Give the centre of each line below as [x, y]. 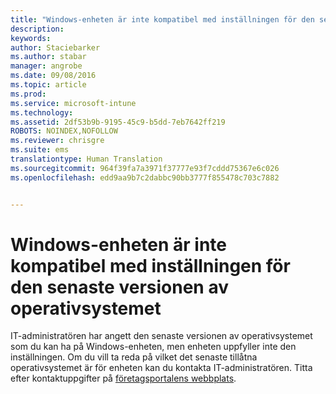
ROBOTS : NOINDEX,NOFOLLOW [64, 131]
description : [37, 29]
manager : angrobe [46, 66]
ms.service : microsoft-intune [73, 103]
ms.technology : [42, 112]
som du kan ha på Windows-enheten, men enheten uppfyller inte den [153, 347]
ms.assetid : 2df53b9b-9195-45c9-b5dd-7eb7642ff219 [118, 122]
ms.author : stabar [48, 57]
